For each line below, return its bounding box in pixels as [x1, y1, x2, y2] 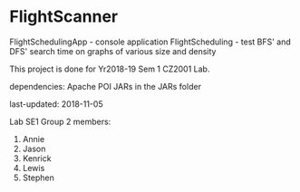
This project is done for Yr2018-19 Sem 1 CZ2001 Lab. [9, 63, 210, 74]
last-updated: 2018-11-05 [9, 98, 103, 110]
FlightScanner [9, 6, 119, 27]
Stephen [22, 172, 54, 183]
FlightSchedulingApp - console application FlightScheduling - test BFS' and [9, 36, 292, 47]
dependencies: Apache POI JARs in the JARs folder [9, 81, 202, 91]
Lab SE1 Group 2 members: [9, 116, 111, 127]
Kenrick [22, 152, 52, 164]
